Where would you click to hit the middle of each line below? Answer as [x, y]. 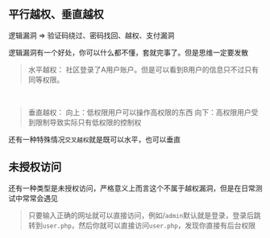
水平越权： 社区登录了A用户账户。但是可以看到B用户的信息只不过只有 [143, 69]
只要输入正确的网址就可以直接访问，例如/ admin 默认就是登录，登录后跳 [144, 215]
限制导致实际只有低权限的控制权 [88, 122]
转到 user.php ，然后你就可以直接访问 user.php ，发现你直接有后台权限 [142, 225]
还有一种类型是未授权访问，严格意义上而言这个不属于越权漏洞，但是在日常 [132, 188]
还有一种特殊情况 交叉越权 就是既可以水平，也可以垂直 [95, 139]
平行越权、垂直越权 [56, 14]
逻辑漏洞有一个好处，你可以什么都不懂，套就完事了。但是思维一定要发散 [128, 52]
